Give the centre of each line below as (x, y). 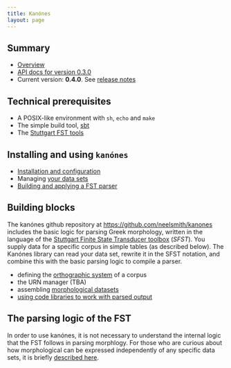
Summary (29, 48)
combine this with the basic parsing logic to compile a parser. (95, 261)
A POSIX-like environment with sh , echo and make (86, 118)
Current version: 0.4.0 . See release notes (76, 80)
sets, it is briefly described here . (53, 357)
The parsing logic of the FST (69, 318)
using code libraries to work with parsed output (85, 297)
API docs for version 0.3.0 (54, 72)
